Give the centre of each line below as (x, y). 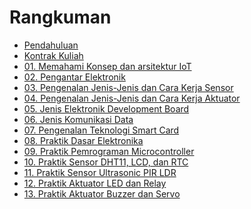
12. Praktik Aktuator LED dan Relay (95, 183)
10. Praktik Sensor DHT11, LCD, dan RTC (106, 162)
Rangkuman (60, 17)
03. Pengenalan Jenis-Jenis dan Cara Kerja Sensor (128, 87)
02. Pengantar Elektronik (74, 77)
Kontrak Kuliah (53, 55)
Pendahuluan (51, 45)
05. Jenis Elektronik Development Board (106, 108)
